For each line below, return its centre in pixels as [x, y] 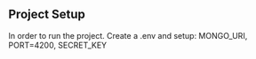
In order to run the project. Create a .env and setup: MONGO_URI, [128, 35]
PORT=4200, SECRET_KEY [58, 45]
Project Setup [47, 15]
